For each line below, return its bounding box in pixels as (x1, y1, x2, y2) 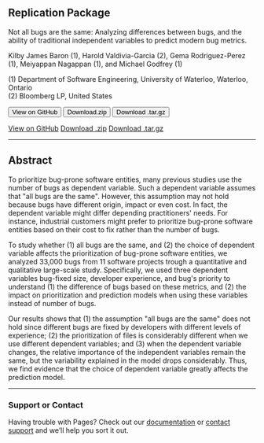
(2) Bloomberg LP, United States (8, 90, 112, 101)
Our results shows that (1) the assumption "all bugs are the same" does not (8, 314, 251, 323)
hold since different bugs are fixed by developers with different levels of (8, 322, 241, 331)
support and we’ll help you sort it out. (8, 425, 129, 435)
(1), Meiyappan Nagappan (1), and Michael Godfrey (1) (8, 59, 183, 68)
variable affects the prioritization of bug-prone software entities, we (8, 248, 228, 258)
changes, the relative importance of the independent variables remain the (8, 347, 246, 356)
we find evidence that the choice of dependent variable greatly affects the (8, 364, 249, 373)
